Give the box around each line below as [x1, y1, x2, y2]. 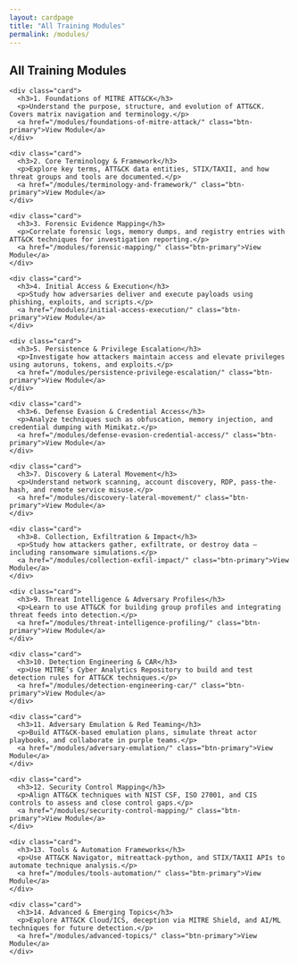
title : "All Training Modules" [9, 21, 126, 30]
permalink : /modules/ [9, 30, 90, 38]
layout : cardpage [9, 13, 74, 22]
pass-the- [240, 478, 277, 487]
